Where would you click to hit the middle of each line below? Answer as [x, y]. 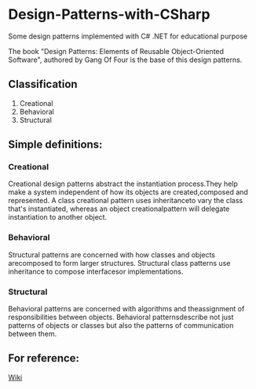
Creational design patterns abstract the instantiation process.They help [123, 184]
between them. [33, 334]
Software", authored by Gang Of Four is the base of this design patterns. [125, 60]
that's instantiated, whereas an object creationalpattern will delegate [119, 209]
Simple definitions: [55, 145]
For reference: [44, 358]
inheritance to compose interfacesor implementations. [96, 271]
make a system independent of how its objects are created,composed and [128, 192]
